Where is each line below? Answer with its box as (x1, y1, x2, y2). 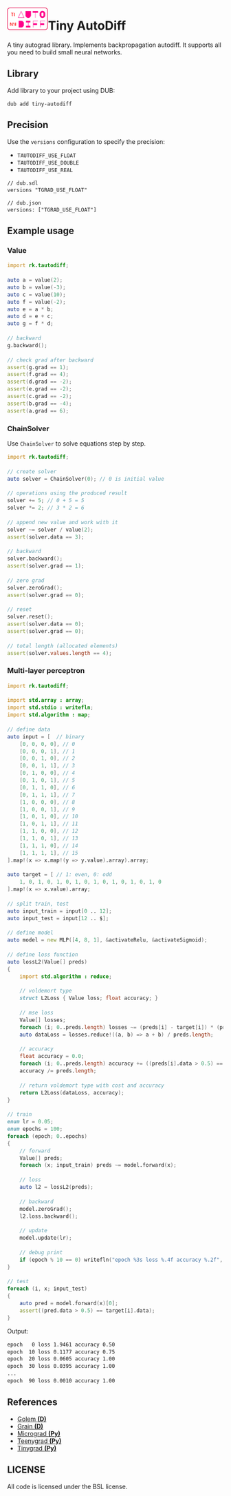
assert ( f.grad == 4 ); (7, 371, 69, 378)
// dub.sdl (7, 180, 38, 187)
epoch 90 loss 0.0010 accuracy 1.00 (7, 1378, 115, 1384)
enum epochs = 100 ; (7, 1125, 63, 1133)
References (7, 1396, 58, 1409)
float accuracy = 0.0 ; (19, 1053, 85, 1060)
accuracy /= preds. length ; (19, 1068, 97, 1074)
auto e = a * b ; (7, 306, 54, 313)
